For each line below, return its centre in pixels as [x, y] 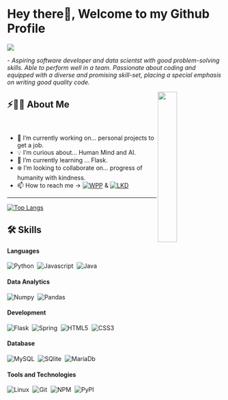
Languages [23, 251]
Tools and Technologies [42, 374]
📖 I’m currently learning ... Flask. [62, 160]
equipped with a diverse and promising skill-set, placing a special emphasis [114, 75]
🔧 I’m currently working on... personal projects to [86, 138]
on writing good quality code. [48, 82]
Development [27, 313]
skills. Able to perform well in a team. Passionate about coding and [101, 67]
